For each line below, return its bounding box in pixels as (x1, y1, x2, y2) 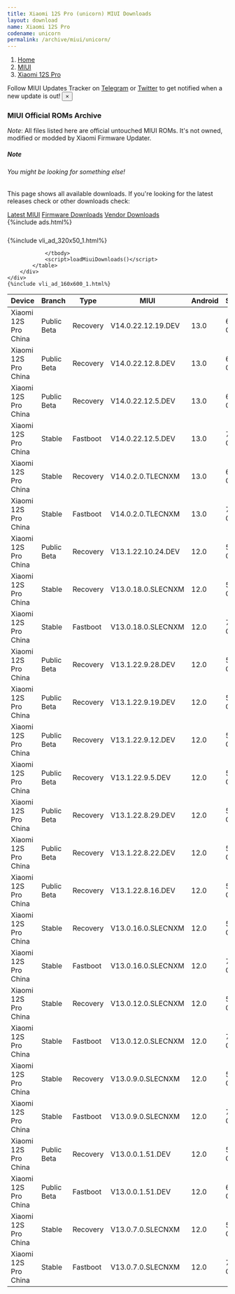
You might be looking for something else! (7, 167, 126, 176)
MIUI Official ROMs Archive (7, 111, 102, 121)
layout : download (7, 17, 58, 24)
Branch (41, 296, 66, 305)
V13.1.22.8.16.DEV (111, 886, 176, 895)
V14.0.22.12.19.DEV (111, 321, 180, 330)
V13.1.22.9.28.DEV (111, 660, 176, 669)
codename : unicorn (7, 29, 61, 37)
